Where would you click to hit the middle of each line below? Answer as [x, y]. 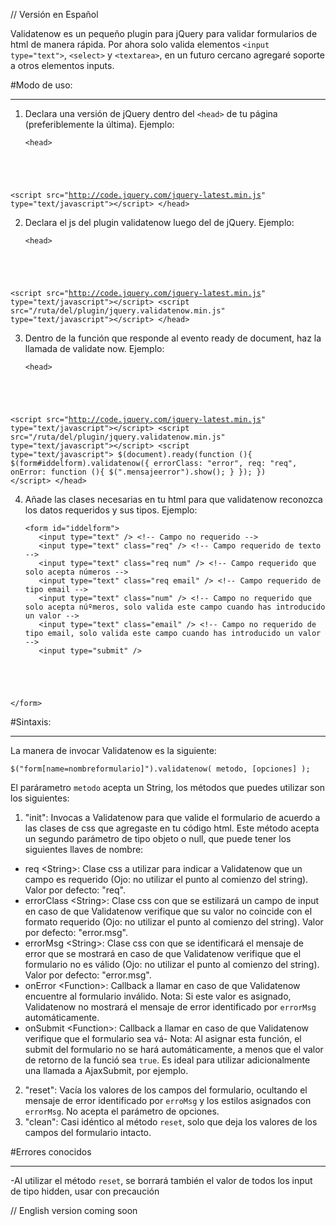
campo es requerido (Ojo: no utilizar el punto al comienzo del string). [166, 879]
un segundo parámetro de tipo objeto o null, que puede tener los [158, 838]
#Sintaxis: [31, 722]
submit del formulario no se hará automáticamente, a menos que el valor [174, 1049]
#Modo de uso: [41, 85]
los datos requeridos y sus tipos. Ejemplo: [111, 510]
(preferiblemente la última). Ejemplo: [99, 124]
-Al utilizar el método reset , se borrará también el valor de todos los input [161, 1180]
